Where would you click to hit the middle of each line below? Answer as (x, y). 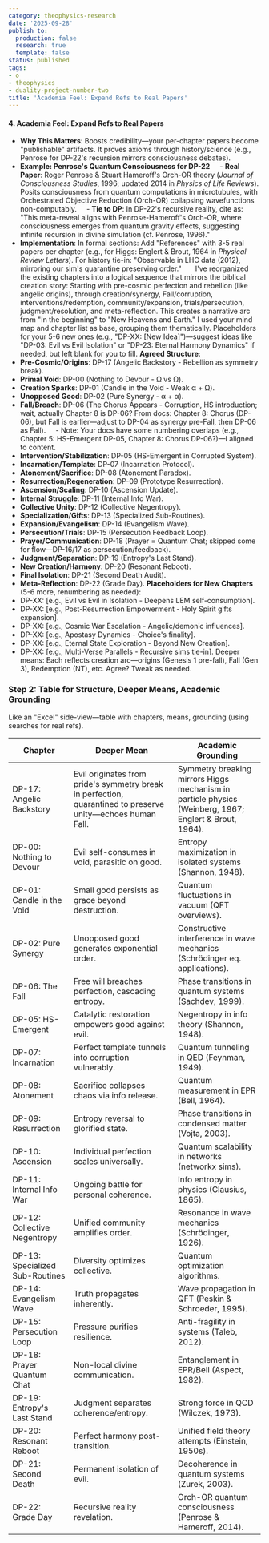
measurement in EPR (217, 1090)
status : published (39, 61)
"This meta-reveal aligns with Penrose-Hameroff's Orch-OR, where (130, 218)
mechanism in (204, 788)
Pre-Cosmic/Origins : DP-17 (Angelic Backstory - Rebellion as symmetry (139, 362)
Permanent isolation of (116, 1468)
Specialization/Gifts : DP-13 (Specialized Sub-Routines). (112, 516)
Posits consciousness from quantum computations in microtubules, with (139, 192)
